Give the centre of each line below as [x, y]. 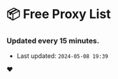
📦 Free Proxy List [59, 14]
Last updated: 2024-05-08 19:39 [62, 56]
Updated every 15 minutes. [53, 41]
